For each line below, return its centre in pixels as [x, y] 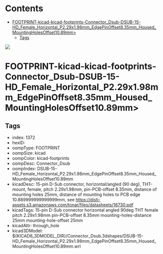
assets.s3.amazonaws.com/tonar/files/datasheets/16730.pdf [73, 205]
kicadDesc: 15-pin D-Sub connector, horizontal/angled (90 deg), [76, 184]
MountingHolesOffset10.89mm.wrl [46, 246]
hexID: [18, 142]
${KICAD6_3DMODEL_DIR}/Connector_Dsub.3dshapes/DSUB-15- [78, 236]
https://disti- [88, 199]
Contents [24, 9]
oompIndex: [24, 168]
